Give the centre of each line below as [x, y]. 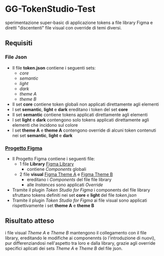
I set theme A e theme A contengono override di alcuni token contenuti [84, 130]
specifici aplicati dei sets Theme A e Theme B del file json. [64, 248]
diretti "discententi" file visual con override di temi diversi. [63, 27]
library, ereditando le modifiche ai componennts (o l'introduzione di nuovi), [80, 238]
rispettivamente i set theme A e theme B [53, 205]
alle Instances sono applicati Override [65, 185]
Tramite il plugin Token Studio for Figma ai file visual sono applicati [80, 200]
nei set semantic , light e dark [42, 135]
